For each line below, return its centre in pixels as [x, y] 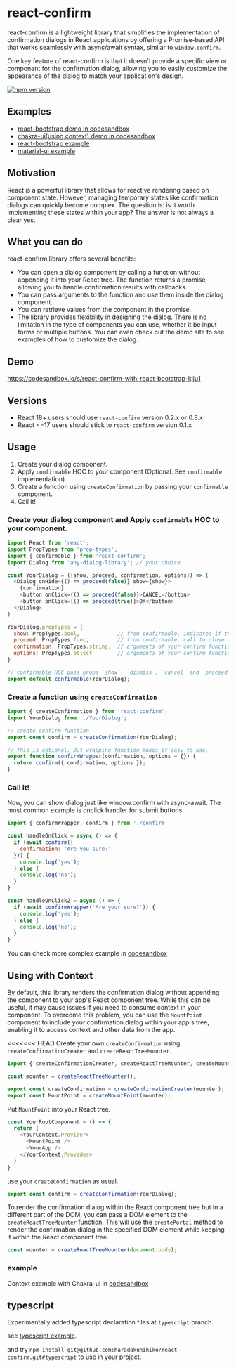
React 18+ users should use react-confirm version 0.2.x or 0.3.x [110, 417]
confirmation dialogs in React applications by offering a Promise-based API [116, 39]
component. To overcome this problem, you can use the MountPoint [105, 1015]
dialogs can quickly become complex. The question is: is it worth [101, 204]
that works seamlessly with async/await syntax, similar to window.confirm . [114, 47]
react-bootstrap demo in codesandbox [73, 129]
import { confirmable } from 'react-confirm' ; [77, 556]
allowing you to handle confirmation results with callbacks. [102, 287]
